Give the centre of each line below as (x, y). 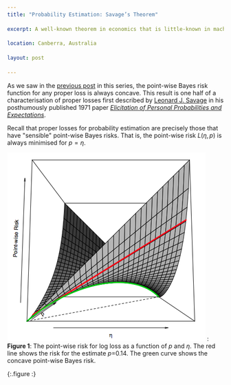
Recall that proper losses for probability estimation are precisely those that (113, 128)
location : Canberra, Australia (52, 44)
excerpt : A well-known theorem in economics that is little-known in (109, 29)
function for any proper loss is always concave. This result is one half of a (112, 93)
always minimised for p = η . (46, 142)
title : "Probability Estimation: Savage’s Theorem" (82, 14)
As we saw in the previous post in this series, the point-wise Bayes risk (108, 85)
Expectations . (26, 115)
